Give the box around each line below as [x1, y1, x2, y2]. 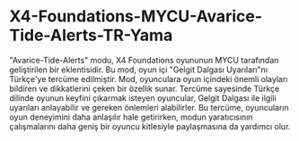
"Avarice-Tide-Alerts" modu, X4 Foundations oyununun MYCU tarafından [9, 54, 279, 65]
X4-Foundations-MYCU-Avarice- [9, 6, 263, 27]
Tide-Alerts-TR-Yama [9, 25, 173, 46]
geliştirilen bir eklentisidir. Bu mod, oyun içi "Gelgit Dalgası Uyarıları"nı [9, 64, 268, 75]
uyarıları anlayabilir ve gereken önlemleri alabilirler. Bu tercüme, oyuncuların [9, 102, 289, 112]
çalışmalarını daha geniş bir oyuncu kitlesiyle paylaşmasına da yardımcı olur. [9, 120, 291, 131]
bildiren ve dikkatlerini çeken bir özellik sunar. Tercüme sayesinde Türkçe [9, 83, 280, 94]
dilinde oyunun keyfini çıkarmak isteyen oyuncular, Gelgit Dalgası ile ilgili [9, 92, 277, 104]
